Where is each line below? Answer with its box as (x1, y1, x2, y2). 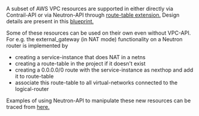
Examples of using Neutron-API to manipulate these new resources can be (6, 97, 191, 104)
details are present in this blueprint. (6, 18, 94, 25)
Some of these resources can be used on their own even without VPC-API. (6, 29, 191, 36)
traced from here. (6, 103, 50, 110)
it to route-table (14, 73, 54, 80)
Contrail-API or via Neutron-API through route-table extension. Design (6, 11, 180, 19)
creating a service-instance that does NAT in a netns (14, 54, 146, 60)
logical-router (14, 86, 49, 92)
